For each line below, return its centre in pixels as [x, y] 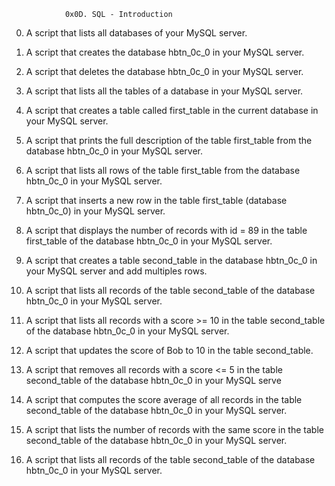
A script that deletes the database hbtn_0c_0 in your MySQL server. [164, 71]
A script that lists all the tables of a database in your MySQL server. [164, 91]
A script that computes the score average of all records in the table [164, 399]
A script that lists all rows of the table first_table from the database [163, 170]
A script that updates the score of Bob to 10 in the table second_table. [169, 350]
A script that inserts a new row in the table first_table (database [156, 200]
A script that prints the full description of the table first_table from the [169, 140]
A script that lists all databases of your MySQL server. [136, 33]
